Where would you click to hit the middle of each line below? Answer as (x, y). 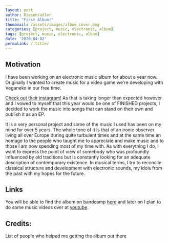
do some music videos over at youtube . (47, 207)
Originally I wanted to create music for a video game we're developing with (84, 82)
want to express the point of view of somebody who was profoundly (77, 151)
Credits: (18, 224)
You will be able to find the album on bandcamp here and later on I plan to (83, 202)
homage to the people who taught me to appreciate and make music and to (84, 141)
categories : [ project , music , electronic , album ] (59, 29)
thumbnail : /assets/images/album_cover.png (52, 24)
